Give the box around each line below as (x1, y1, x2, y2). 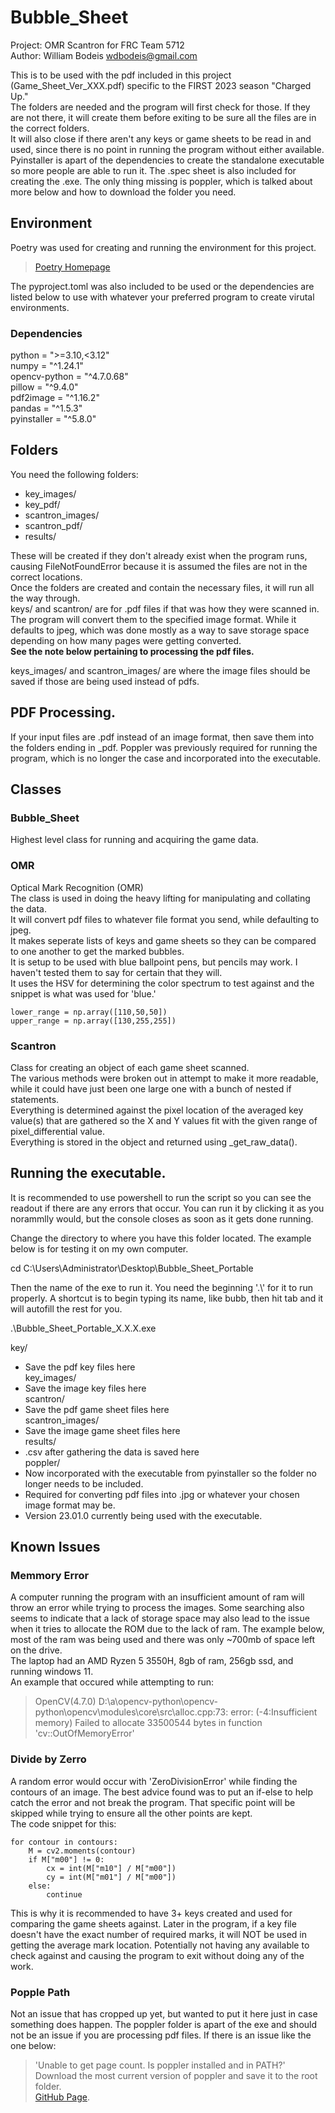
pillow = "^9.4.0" (10, 381, 79, 393)
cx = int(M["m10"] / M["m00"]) (46, 1863, 177, 1873)
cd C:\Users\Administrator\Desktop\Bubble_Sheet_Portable (10, 1262, 254, 1274)
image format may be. (24, 1499, 116, 1511)
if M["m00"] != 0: (28, 1854, 105, 1865)
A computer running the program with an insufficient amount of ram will (10, 1591, 305, 1603)
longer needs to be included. (24, 1477, 144, 1490)
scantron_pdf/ (24, 519, 83, 531)
